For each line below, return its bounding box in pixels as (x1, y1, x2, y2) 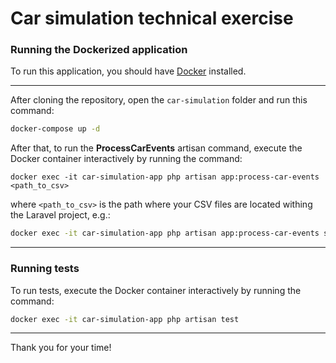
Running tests (10, 262, 80, 276)
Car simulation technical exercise (10, 7, 294, 30)
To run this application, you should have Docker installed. (10, 65, 247, 77)
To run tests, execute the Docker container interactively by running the (10, 284, 302, 296)
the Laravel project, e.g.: (10, 209, 111, 221)
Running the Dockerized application (10, 43, 188, 57)
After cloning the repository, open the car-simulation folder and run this (10, 94, 308, 106)
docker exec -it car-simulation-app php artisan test (10, 314, 240, 324)
